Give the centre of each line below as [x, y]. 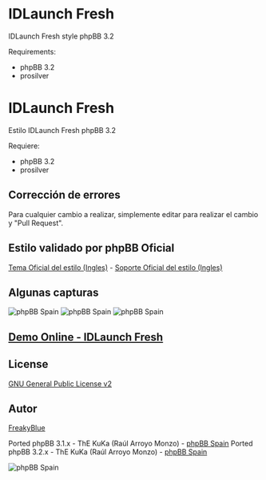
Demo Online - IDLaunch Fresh [86, 337]
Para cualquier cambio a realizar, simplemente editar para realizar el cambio [133, 214]
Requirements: [32, 51]
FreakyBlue [27, 428]
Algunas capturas [54, 292]
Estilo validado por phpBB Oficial [91, 248]
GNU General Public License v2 [60, 383]
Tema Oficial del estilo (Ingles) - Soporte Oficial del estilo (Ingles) [115, 267]
